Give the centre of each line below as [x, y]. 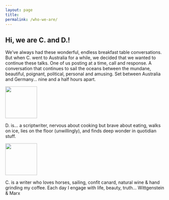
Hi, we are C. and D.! [38, 40]
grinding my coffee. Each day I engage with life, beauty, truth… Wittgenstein [85, 188]
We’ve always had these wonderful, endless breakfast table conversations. [83, 52]
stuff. [11, 136]
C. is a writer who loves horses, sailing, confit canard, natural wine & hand [82, 182]
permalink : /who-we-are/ [31, 19]
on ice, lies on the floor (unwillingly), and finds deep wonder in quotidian [81, 131]
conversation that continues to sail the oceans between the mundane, [78, 69]
